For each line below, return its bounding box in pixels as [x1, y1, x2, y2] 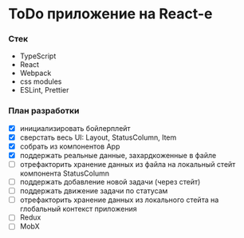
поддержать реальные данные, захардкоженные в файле [19, 150, 217, 160]
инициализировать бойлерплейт [19, 123, 131, 133]
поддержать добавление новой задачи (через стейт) [19, 177, 201, 187]
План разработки [8, 105, 80, 117]
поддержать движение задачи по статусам [19, 186, 168, 196]
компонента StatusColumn [19, 169, 110, 178]
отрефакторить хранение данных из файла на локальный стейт [19, 160, 236, 169]
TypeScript [19, 51, 57, 61]
